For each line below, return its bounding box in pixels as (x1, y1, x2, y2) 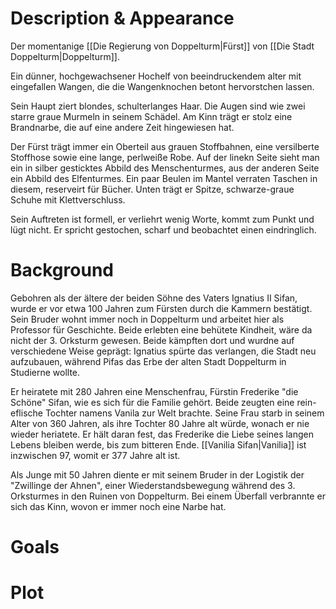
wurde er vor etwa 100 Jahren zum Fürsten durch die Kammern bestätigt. (10, 302, 313, 314)
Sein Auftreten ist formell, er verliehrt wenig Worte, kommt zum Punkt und (10, 213, 315, 225)
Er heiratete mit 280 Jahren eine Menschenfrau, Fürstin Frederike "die (10, 385, 299, 397)
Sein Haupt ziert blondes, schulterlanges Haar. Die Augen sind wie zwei (10, 100, 306, 112)
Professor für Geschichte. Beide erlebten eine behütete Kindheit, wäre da (10, 323, 313, 336)
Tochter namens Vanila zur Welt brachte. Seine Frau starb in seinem (44, 407, 325, 419)
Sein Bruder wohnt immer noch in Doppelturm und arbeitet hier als (10, 313, 285, 325)
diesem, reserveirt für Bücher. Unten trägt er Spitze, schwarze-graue (10, 183, 295, 195)
